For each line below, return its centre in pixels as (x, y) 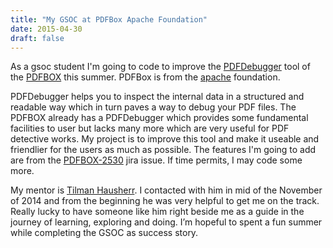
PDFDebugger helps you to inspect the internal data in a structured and (157, 97)
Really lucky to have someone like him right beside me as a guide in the (157, 212)
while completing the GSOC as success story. (104, 233)
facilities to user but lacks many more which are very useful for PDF (150, 128)
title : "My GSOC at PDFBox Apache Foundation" (109, 19)
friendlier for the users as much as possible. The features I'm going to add (163, 150)
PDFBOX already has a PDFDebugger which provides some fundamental (159, 118)
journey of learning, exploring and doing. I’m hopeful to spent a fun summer (166, 222)
